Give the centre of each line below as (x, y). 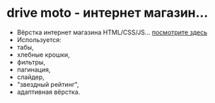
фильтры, (31, 62)
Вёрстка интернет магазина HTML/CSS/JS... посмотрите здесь (112, 32)
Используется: (39, 39)
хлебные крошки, (43, 55)
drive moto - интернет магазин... (107, 13)
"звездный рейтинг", (48, 84)
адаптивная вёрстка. (48, 92)
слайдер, (31, 77)
